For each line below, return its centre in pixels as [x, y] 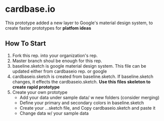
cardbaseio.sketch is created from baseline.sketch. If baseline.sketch [83, 76]
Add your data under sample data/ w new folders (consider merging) [89, 97]
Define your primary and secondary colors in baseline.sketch [82, 103]
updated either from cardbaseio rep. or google [60, 71]
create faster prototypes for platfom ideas [48, 28]
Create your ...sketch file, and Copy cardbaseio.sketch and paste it [87, 108]
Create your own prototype [40, 92]
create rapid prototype [36, 87]
